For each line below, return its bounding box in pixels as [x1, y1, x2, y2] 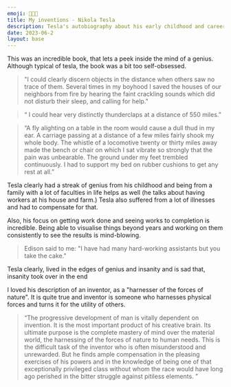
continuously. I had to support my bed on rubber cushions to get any [23, 160, 219, 169]
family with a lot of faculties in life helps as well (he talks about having [7, 189, 205, 197]
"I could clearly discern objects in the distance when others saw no [23, 75, 215, 83]
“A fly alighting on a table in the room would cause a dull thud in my [23, 124, 215, 132]
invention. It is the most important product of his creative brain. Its [23, 321, 211, 329]
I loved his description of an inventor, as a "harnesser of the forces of [7, 286, 204, 294]
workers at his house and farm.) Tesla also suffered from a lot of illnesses [7, 196, 215, 204]
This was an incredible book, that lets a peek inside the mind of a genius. [7, 54, 214, 63]
